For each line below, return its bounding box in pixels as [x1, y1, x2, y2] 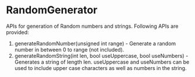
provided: [6, 28, 29, 35]
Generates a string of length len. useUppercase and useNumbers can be [14, 58, 190, 65]
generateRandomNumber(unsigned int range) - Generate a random [14, 40, 176, 47]
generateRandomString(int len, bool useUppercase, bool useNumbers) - [14, 52, 189, 59]
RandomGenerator [6, 3, 97, 17]
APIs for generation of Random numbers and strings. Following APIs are [6, 23, 179, 30]
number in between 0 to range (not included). [14, 46, 124, 53]
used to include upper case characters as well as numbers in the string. [14, 64, 187, 71]
